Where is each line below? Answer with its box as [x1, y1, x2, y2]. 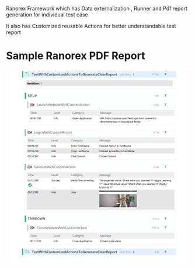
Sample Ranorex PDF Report [6, 49, 145, 63]
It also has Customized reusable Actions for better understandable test [6, 23, 176, 29]
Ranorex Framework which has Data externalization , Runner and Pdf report [6, 5, 188, 12]
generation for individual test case [6, 11, 89, 18]
